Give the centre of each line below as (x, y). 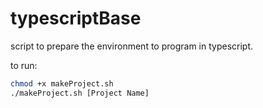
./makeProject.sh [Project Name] (80, 93)
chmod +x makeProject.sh (62, 83)
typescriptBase (76, 18)
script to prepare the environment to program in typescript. (132, 46)
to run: (24, 65)
